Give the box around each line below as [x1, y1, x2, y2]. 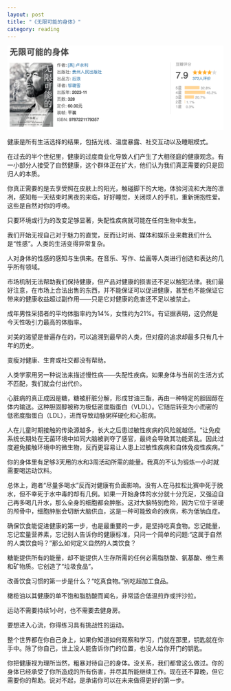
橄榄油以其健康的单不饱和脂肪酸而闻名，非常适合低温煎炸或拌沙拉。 [7, 591, 200, 600]
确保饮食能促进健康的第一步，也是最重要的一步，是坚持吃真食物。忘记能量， [7, 521, 224, 529]
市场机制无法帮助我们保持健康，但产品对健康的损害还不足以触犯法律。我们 [7, 277, 218, 286]
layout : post [7, 11, 45, 18]
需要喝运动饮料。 [7, 466, 56, 474]
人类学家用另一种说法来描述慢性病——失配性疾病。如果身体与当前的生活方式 [7, 370, 224, 379]
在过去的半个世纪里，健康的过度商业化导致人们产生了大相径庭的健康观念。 [7, 152, 218, 160]
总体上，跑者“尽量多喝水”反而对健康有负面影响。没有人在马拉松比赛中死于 [7, 480, 218, 489]
